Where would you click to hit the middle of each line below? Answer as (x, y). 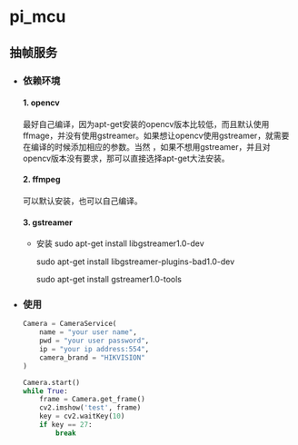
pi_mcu (38, 17)
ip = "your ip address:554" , (94, 350)
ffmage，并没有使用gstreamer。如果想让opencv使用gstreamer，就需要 (156, 135)
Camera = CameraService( (70, 324)
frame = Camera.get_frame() (92, 400)
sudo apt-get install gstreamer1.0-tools (109, 280)
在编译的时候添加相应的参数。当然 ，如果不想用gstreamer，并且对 (146, 146)
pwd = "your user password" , (94, 341)
